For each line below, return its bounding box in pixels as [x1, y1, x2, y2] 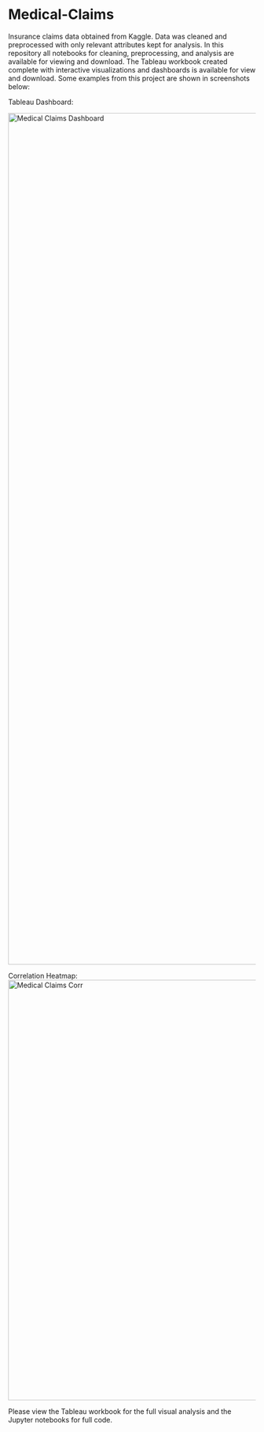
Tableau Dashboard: [8, 97, 74, 106]
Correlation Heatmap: [8, 971, 79, 980]
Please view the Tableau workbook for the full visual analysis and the [8, 1406, 232, 1416]
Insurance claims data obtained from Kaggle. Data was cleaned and [8, 32, 228, 41]
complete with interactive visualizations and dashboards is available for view [8, 65, 256, 74]
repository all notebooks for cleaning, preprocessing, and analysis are [8, 48, 234, 58]
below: [8, 81, 30, 91]
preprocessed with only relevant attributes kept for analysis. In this [8, 39, 224, 49]
